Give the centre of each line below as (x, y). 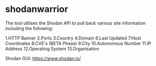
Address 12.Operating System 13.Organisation (52, 48)
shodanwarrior (37, 9)
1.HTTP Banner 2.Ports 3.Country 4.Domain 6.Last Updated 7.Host (73, 38)
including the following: (29, 28)
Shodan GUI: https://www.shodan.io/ (43, 58)
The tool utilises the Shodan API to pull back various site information (75, 23)
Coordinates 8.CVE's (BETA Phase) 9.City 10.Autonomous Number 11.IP (78, 43)
